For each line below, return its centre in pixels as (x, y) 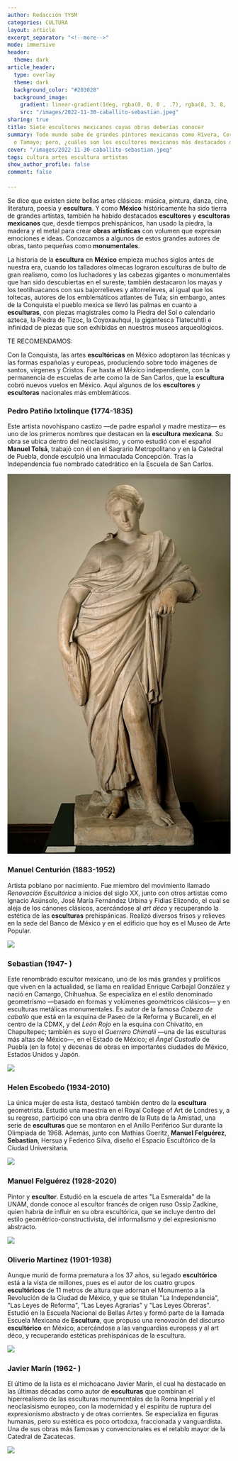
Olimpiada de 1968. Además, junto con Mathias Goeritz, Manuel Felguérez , (117, 1133)
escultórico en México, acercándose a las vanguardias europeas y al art (113, 1328)
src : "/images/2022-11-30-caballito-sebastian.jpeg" (100, 112)
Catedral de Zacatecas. (41, 1437)
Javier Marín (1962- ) (44, 1368)
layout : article (31, 30)
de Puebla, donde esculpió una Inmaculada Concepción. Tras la (100, 457)
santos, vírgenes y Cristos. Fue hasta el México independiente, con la (109, 370)
